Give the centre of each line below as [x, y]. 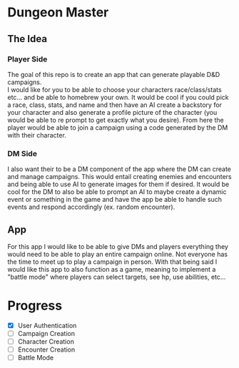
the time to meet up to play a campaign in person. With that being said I [112, 262]
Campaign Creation [46, 333]
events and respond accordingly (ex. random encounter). [91, 207]
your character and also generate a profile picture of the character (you [112, 112]
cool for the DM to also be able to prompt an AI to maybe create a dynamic [117, 192]
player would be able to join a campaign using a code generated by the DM [118, 127]
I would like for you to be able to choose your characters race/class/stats [115, 89]
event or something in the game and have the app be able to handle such [115, 200]
